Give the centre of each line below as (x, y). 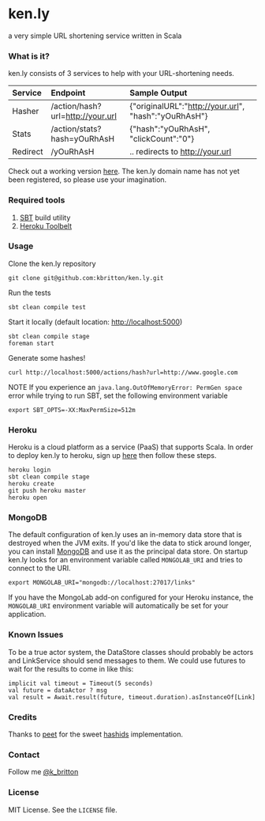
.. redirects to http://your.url (181, 152)
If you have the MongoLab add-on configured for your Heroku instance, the (131, 597)
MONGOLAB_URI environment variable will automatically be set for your (118, 606)
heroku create (32, 484)
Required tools (37, 200)
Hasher (26, 112)
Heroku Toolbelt (46, 225)
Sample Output (159, 93)
